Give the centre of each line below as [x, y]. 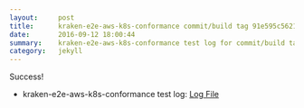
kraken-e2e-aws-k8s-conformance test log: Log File [121, 94]
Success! [27, 76]
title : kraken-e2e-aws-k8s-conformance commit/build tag [129, 26]
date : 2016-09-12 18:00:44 [72, 34]
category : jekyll [46, 51]
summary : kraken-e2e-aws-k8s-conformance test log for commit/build [147, 43]
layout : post [42, 18]
